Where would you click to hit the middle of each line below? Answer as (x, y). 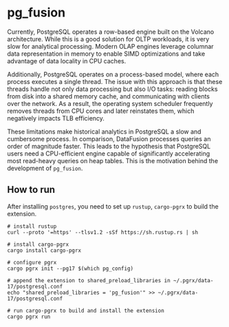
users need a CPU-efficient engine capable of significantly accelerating (109, 154)
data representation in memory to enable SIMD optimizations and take (106, 54)
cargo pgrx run (29, 317)
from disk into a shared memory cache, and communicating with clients (109, 96)
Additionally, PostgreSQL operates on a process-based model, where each (113, 74)
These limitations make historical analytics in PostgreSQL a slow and (104, 131)
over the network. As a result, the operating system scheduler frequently (110, 103)
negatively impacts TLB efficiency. (56, 118)
